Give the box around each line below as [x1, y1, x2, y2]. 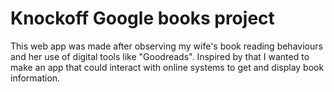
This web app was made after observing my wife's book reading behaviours [10, 40, 323, 52]
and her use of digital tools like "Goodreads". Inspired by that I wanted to [10, 50, 310, 62]
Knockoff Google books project [10, 7, 275, 30]
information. [10, 72, 61, 84]
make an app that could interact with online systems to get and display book [10, 61, 325, 73]
